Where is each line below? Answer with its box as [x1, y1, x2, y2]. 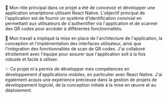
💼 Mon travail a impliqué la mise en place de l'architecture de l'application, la [5, 35, 163, 41]
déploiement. [5, 87, 32, 93]
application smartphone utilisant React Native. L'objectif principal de [5, 10, 146, 16]
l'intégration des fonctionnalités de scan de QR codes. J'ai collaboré [5, 46, 146, 51]
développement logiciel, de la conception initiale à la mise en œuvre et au [5, 82, 157, 88]
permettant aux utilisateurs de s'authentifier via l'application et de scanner [5, 20, 158, 26]
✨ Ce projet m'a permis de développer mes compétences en [5, 66, 130, 72]
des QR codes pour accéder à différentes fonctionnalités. [5, 26, 123, 32]
